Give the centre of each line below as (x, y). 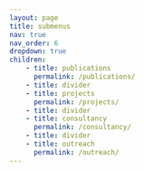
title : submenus (40, 26)
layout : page (34, 18)
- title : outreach (60, 144)
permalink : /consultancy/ (82, 128)
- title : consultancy (66, 119)
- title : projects (60, 93)
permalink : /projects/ (76, 102)
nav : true (28, 34)
